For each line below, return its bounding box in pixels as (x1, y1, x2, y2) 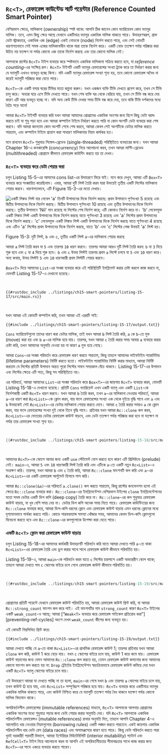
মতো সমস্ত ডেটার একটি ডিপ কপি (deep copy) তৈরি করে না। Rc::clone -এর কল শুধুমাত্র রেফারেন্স (5, 494, 156, 500)
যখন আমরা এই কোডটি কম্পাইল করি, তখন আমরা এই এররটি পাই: (5, 313, 98, 319)
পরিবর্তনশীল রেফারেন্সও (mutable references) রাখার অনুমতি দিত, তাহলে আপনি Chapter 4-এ (5, 716, 155, 722)
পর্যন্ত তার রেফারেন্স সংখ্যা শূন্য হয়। (5, 418, 55, 424)
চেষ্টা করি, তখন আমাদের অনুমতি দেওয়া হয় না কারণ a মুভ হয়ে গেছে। (5, 343, 104, 349)
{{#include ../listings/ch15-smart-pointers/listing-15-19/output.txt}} (5, 637, 160, 642)
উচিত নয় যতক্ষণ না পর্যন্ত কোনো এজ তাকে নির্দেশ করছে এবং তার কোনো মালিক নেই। (5, 48, 125, 54)
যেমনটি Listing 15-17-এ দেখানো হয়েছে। (5, 271, 71, 277)
